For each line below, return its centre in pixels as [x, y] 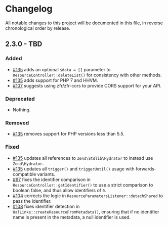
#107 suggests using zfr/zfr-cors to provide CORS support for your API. [87, 85]
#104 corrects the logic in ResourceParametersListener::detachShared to [88, 196]
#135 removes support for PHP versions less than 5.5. [69, 134]
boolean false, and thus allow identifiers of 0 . [59, 190]
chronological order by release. [38, 28]
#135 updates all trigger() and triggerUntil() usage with [74, 169]
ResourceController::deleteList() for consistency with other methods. [87, 75]
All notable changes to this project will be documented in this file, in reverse [84, 23]
